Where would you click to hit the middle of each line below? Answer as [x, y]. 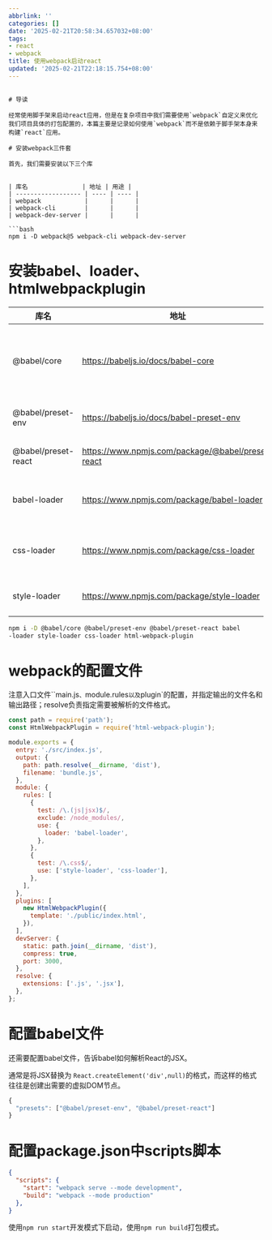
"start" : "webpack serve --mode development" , [103, 1188]
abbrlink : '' [30, 16]
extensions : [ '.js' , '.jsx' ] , [74, 984]
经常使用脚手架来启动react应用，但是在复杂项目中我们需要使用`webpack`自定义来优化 [133, 115]
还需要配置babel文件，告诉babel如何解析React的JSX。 [100, 1058]
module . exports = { [41, 743]
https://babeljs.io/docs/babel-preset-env [161, 417]
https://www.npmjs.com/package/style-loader [171, 595]
